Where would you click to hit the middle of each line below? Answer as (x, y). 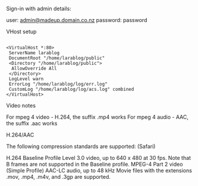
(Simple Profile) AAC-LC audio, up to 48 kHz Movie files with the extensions (99, 171)
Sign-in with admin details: (39, 9)
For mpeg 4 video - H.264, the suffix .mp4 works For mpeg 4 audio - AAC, (98, 117)
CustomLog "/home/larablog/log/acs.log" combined (71, 89)
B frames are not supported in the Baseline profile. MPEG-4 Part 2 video (95, 164)
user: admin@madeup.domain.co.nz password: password (77, 20)
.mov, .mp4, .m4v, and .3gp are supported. (59, 177)
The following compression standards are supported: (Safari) (81, 146)
